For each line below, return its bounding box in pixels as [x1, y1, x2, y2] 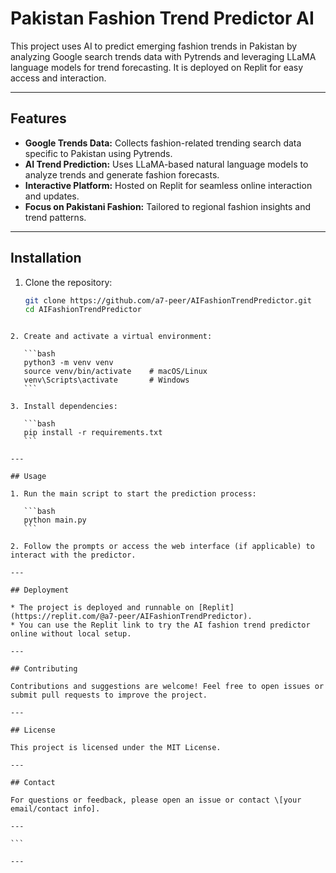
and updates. [24, 190, 80, 202]
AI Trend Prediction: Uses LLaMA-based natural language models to [24, 158, 309, 170]
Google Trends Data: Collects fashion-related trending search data [24, 137, 302, 149]
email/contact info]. [10, 804, 101, 814]
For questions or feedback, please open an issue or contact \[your [10, 795, 302, 806]
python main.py [23, 515, 87, 526]
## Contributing [10, 664, 78, 674]
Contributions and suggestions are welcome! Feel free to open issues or [10, 682, 325, 692]
